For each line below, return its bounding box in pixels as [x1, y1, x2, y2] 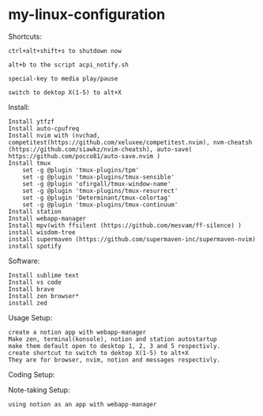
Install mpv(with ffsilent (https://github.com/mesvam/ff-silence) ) [8, 221, 242, 229]
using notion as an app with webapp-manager [8, 400, 157, 408]
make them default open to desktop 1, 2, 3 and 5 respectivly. [8, 342, 221, 350]
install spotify [8, 242, 62, 250]
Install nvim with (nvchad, [8, 131, 101, 139]
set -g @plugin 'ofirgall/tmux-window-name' [22, 180, 171, 187]
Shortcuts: [8, 32, 42, 41]
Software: [8, 255, 40, 266]
